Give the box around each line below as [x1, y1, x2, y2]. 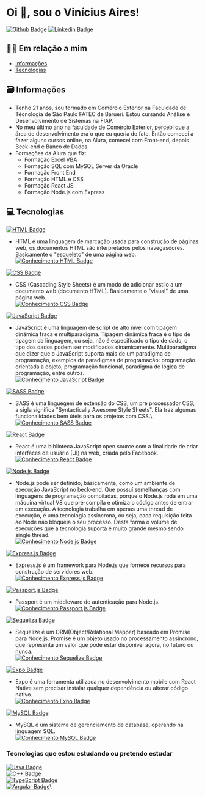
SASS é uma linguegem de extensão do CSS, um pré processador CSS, [15, 400, 195, 407]
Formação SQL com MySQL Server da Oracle [24, 162, 138, 170]
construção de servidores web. [15, 568, 94, 575]
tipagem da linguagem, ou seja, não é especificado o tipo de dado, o [15, 337, 188, 345]
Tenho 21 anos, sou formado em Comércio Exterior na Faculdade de [15, 104, 187, 111]
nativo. [15, 691, 32, 698]
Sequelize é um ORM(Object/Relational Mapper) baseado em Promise [15, 629, 191, 636]
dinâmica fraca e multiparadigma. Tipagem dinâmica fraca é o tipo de [15, 330, 191, 338]
